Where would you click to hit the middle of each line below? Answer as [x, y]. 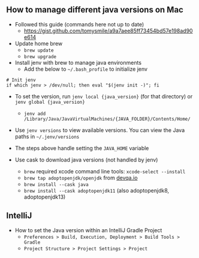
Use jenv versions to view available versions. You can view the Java [100, 130]
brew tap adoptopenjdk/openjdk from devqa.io [81, 178]
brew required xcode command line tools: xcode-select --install [105, 171]
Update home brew [39, 43]
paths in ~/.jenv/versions [47, 136]
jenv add [35, 113]
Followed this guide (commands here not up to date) [79, 24]
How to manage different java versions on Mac [95, 10]
